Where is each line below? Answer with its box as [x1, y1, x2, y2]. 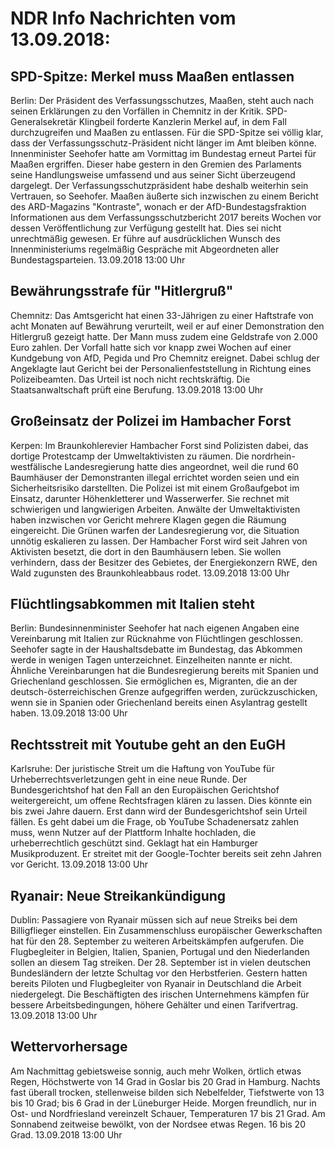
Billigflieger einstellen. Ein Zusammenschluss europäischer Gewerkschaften [10, 925, 323, 937]
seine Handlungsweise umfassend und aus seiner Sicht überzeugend [10, 169, 296, 181]
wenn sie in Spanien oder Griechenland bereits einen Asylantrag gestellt [10, 697, 308, 709]
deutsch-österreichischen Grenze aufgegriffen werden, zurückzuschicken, [10, 686, 318, 698]
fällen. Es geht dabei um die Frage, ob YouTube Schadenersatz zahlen [10, 816, 300, 828]
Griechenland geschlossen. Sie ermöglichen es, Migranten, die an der [10, 675, 298, 687]
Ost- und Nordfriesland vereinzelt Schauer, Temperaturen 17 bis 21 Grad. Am [10, 1107, 326, 1119]
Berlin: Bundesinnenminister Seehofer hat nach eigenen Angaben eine [10, 622, 300, 634]
